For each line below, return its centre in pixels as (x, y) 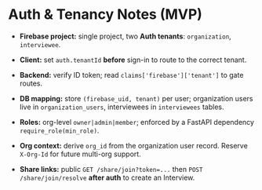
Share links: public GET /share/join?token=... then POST (111, 169)
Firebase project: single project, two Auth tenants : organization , (125, 36)
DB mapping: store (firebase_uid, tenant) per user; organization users (136, 98)
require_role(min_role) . (59, 130)
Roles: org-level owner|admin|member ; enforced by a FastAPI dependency (137, 122)
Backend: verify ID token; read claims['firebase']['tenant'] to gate (131, 75)
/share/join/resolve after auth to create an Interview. (107, 177)
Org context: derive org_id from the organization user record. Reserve (134, 145)
